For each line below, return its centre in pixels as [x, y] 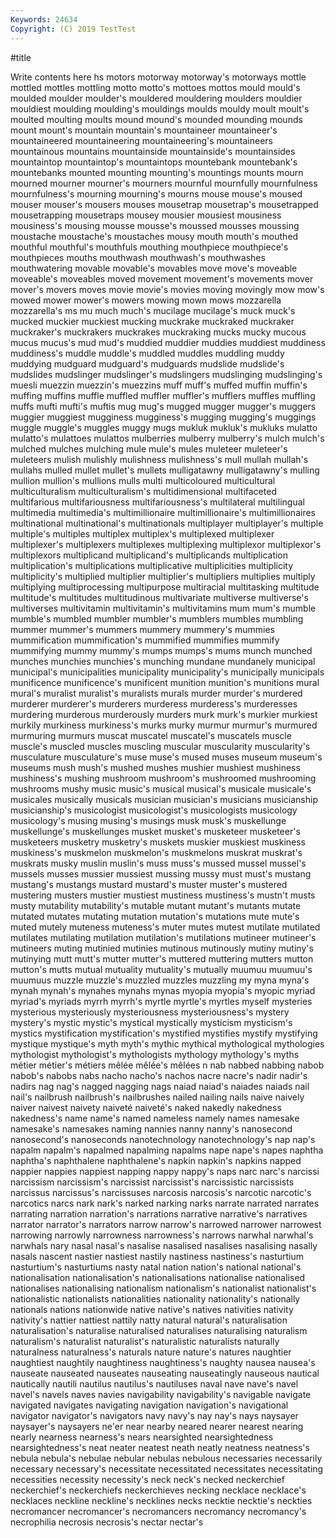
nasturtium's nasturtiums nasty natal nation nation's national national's [156, 1267]
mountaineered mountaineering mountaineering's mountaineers [141, 140]
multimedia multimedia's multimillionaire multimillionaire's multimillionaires [163, 512]
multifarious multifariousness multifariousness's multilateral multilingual [157, 502]
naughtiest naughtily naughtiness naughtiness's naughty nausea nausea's [163, 1362]
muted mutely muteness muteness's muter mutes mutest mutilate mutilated [165, 927]
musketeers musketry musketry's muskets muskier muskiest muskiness [158, 842]
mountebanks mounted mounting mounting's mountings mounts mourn [157, 172]
